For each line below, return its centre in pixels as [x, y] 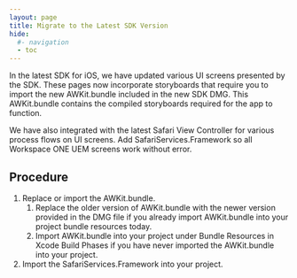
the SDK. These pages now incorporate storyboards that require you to [139, 85]
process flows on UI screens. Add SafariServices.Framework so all [131, 140]
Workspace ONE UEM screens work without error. [101, 149]
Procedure [39, 177]
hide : [19, 34]
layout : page [33, 17]
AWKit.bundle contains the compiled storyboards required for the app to [141, 104]
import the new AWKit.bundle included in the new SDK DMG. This [129, 95]
